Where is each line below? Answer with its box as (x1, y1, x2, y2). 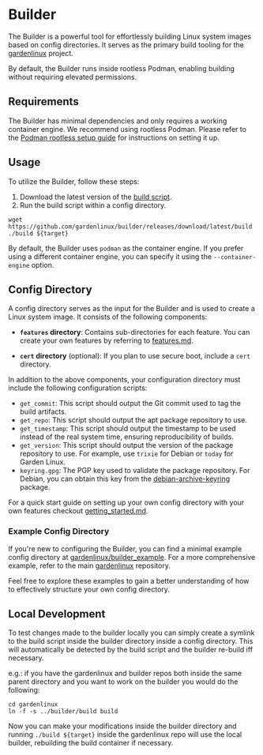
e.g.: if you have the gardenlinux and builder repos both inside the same (8, 669, 242, 678)
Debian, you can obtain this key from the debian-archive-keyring (19, 474, 231, 483)
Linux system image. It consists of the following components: (8, 312, 208, 321)
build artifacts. (19, 407, 67, 416)
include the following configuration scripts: (8, 383, 148, 393)
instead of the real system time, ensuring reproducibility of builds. (19, 432, 235, 441)
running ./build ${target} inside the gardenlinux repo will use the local (8, 730, 242, 739)
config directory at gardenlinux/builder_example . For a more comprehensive (8, 552, 256, 562)
